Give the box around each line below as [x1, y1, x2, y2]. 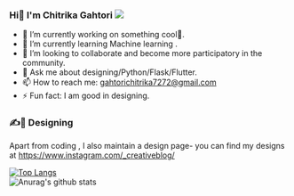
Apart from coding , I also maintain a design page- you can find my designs [9, 140, 285, 151]
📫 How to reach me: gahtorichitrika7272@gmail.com [21, 77, 217, 88]
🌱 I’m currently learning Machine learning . [21, 38, 178, 49]
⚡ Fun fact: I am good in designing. [21, 90, 150, 102]
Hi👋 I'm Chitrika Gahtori [9, 9, 113, 21]
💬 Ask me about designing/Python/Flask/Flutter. [21, 67, 198, 78]
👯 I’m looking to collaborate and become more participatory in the [21, 48, 263, 59]
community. [21, 58, 66, 69]
